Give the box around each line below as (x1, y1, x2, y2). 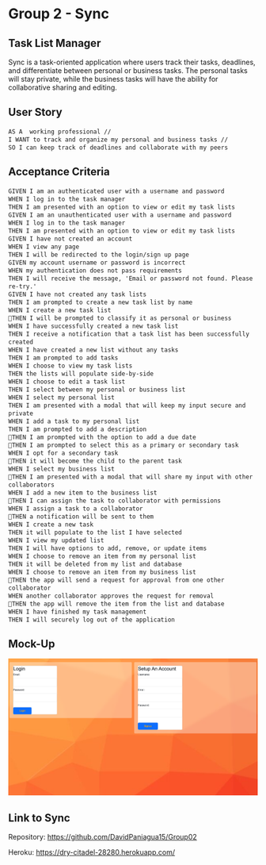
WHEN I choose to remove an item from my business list (8, 568, 196, 576)
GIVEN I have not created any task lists (8, 290, 147, 298)
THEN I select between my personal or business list (8, 386, 186, 394)
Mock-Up (8, 637, 55, 651)
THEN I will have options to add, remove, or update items (8, 544, 207, 552)
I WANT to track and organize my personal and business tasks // (8, 136, 228, 144)
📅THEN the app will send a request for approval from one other (8, 576, 225, 584)
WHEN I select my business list (8, 465, 115, 473)
